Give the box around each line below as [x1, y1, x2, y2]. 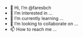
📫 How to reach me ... [10, 26, 57, 32]
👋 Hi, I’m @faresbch [10, 5, 51, 10]
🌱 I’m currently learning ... [10, 15, 64, 21]
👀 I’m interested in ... [10, 10, 53, 16]
